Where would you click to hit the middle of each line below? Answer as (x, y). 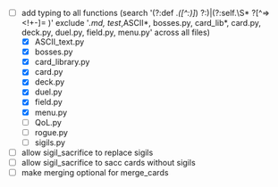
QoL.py (48, 122)
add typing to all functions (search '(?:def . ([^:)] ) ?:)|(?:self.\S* (135, 13)
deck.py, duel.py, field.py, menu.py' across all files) (116, 33)
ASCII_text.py (59, 42)
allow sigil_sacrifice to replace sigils (87, 152)
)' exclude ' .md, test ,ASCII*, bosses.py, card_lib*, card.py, (154, 23)
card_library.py (62, 62)
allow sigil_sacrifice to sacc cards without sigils (108, 162)
